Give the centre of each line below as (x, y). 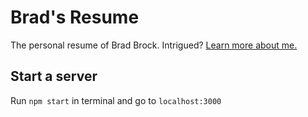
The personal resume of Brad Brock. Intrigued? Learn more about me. (154, 45)
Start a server (54, 76)
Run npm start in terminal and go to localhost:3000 (116, 100)
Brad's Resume (75, 17)
